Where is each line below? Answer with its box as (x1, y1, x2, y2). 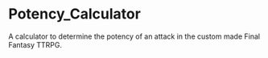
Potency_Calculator (8, 5, 141, 23)
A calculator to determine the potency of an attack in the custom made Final (8, 31, 260, 41)
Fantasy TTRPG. (8, 39, 63, 49)
